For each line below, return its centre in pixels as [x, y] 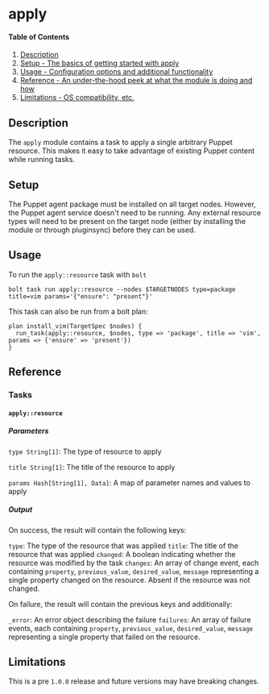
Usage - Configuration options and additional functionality [116, 72]
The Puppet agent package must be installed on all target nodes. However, [132, 204]
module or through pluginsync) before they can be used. [102, 230]
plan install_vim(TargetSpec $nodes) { [75, 326]
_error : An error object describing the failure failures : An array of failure [130, 619]
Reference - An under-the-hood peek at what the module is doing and [136, 81]
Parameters [29, 431]
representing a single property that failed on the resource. [104, 637]
